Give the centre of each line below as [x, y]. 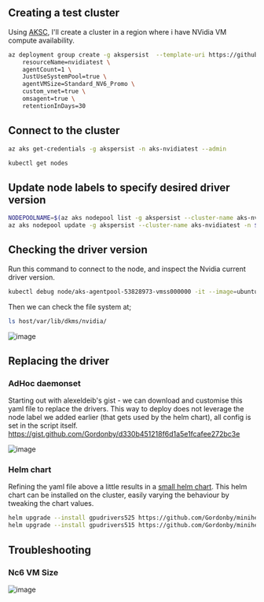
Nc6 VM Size [33, 572]
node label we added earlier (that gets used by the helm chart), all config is [130, 418]
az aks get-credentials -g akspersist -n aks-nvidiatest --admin [117, 149]
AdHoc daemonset [44, 383]
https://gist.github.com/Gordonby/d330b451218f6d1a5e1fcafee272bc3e [124, 434]
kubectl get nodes [38, 163]
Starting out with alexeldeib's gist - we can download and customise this [126, 400]
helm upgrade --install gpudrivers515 [71, 526]
